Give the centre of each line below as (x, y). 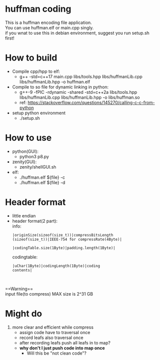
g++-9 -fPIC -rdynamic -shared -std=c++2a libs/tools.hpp (78, 92)
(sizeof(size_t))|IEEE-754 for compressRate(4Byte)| (67, 239)
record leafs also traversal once (51, 338)
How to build (31, 58)
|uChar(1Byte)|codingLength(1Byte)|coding (56, 266)
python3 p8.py (34, 156)
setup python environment (39, 113)
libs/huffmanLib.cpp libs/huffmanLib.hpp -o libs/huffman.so (80, 97)
